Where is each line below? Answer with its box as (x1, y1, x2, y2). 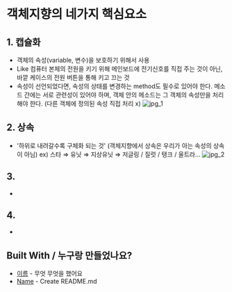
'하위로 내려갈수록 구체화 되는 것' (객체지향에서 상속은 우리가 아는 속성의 (16, 141, 213, 149)
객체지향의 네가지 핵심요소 (6, 6, 147, 22)
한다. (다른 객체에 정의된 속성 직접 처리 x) (29, 99, 142, 108)
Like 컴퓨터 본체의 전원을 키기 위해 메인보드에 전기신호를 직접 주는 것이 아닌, (16, 65, 223, 73)
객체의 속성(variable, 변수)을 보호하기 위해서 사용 (16, 56, 150, 64)
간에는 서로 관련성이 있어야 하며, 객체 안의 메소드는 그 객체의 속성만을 (24, 91, 211, 99)
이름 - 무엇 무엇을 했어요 (16, 269, 83, 278)
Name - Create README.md (16, 277, 98, 286)
